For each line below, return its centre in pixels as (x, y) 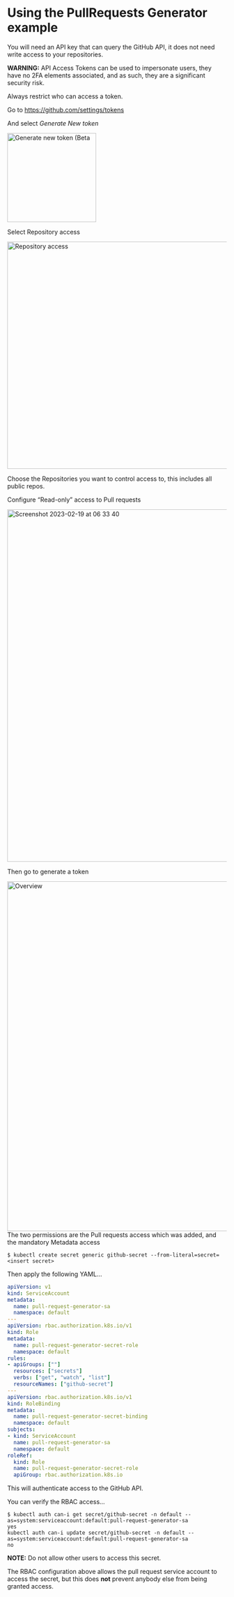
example (33, 28)
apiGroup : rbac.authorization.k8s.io (68, 1475)
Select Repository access (44, 232)
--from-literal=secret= (185, 1255)
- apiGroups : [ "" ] (34, 1365)
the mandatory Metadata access (54, 1242)
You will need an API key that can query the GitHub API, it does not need (111, 47)
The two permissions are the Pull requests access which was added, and (112, 1235)
